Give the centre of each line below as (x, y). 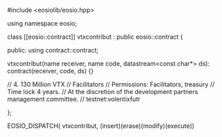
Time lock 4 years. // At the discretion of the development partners (103, 92)
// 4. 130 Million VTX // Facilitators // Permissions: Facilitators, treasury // (111, 84)
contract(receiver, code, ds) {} (50, 71)
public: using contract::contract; (53, 50)
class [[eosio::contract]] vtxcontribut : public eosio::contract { (95, 37)
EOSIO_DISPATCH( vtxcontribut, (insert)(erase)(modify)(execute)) (101, 126)
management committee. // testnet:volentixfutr (74, 99)
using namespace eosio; (42, 23)
